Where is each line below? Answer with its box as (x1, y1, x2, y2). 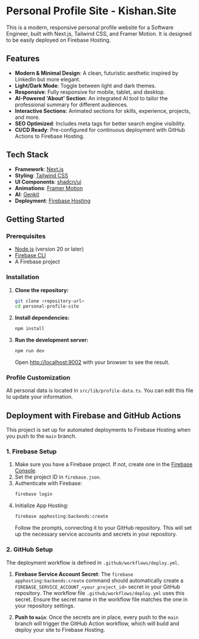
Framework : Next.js (14, 165, 64, 173)
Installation (6, 273, 40, 281)
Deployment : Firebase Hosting (14, 197, 91, 204)
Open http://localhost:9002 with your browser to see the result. (14, 359, 170, 366)
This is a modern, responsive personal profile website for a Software (6, 24, 174, 31)
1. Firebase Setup (6, 447, 57, 455)
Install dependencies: (14, 314, 70, 321)
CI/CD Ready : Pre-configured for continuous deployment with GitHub (14, 126, 185, 133)
